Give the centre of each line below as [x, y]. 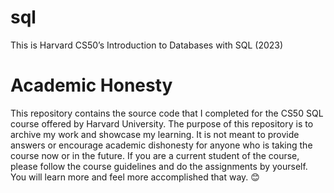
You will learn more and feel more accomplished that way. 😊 [135, 177]
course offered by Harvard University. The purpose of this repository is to [162, 123]
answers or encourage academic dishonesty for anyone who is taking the [161, 145]
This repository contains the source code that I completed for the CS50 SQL [167, 113]
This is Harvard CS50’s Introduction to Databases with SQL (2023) [147, 45]
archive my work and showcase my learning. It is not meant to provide [155, 134]
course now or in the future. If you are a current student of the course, [155, 155]
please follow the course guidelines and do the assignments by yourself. [159, 166]
